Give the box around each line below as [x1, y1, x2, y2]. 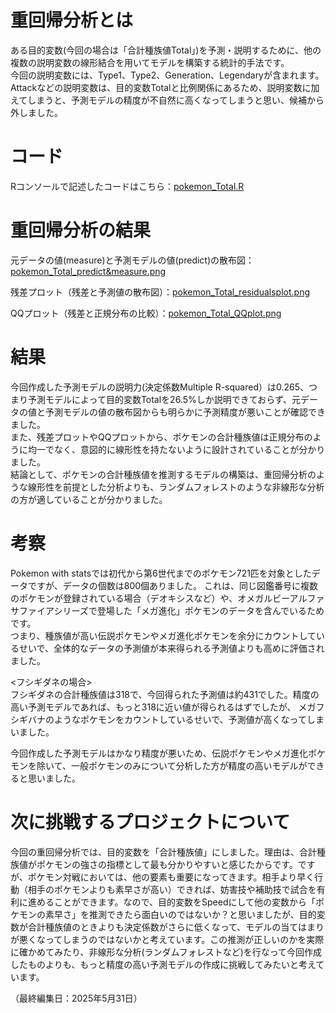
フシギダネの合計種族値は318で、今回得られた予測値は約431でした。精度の [10, 688, 320, 700]
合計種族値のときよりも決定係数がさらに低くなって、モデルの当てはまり [27, 921, 325, 933]
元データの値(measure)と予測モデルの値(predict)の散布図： [10, 254, 255, 266]
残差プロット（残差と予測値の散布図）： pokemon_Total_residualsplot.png [10, 286, 310, 298]
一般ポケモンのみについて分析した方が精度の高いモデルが [70, 759, 308, 771]
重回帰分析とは [10, 9, 134, 32]
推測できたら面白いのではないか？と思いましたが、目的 [88, 908, 317, 920]
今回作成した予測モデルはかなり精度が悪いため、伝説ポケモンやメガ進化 [10, 747, 308, 759]
